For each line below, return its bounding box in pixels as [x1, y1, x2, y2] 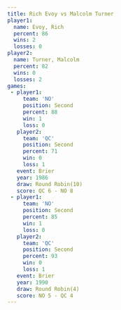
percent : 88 [22, 108, 58, 116]
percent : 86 [13, 30, 49, 37]
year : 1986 [16, 174, 49, 181]
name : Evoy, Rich [13, 23, 64, 30]
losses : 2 [13, 75, 42, 83]
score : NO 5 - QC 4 [16, 292, 73, 299]
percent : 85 [22, 213, 58, 221]
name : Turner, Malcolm [13, 56, 80, 63]
